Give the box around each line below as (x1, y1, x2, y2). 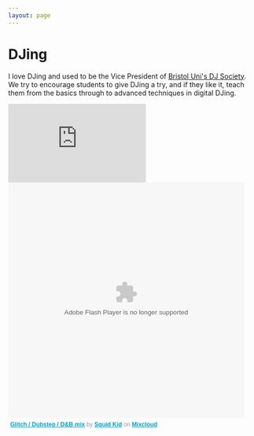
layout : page (8, 11, 51, 20)
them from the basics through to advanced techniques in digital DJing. (8, 88, 237, 97)
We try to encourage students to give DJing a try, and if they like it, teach (8, 79, 245, 89)
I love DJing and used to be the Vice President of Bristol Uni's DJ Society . (8, 71, 246, 81)
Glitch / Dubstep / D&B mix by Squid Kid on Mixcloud (10, 420, 158, 428)
